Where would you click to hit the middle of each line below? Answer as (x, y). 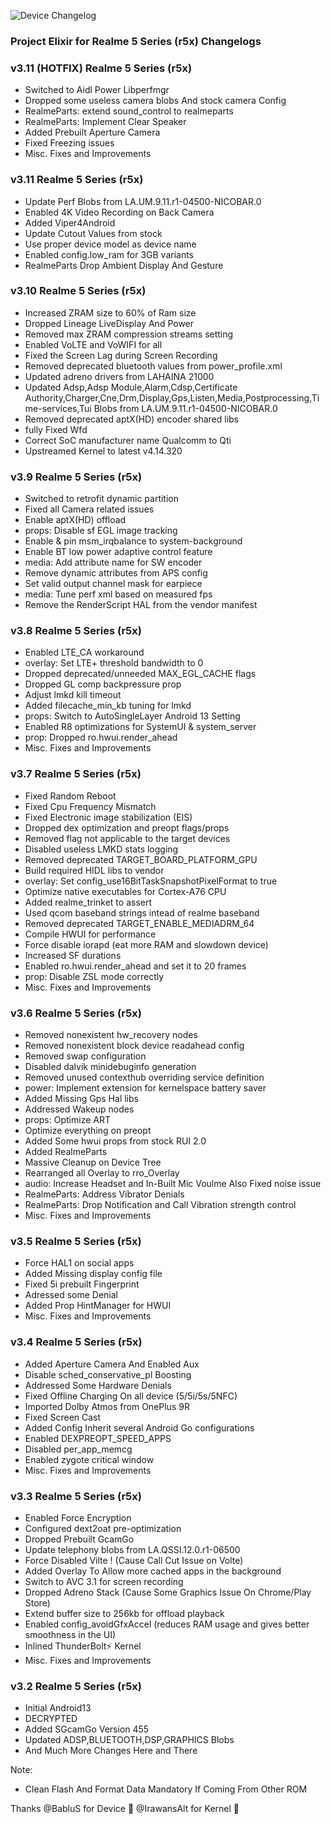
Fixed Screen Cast (63, 1417)
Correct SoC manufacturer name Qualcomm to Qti (128, 440)
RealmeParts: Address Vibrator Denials (104, 1194)
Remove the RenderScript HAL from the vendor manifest (141, 605)
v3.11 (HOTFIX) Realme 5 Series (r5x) (101, 68)
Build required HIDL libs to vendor (94, 870)
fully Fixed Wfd (56, 429)
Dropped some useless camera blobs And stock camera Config (155, 101)
